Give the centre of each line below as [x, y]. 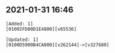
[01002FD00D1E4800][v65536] [41, 29]
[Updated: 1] [22, 39]
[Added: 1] [19, 23]
